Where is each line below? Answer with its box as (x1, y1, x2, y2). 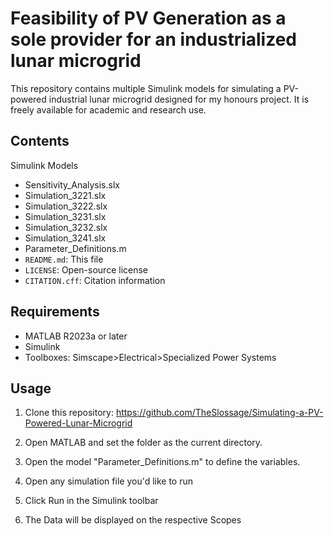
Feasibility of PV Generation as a (10, 7, 287, 30)
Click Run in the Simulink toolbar (24, 495, 159, 507)
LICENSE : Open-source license (24, 263, 149, 276)
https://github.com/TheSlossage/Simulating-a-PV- (115, 407, 324, 419)
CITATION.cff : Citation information (24, 274, 166, 286)
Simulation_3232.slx (24, 221, 108, 233)
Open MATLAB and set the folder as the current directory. (24, 437, 263, 449)
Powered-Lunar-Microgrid (24, 417, 133, 429)
